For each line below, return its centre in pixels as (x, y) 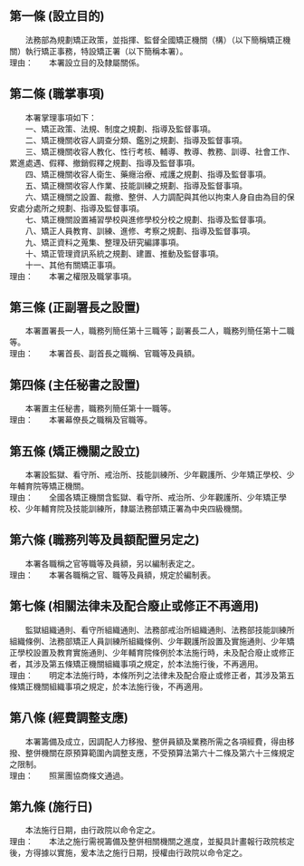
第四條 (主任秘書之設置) (75, 385)
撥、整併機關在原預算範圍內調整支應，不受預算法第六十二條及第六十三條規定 (152, 753)
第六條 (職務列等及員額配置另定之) (104, 540)
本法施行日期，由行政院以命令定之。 (92, 830)
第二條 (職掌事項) (57, 94)
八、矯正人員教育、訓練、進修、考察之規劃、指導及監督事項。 (140, 230)
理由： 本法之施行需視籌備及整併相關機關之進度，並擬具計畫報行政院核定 (152, 842)
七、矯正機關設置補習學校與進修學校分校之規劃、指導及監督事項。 (148, 219)
